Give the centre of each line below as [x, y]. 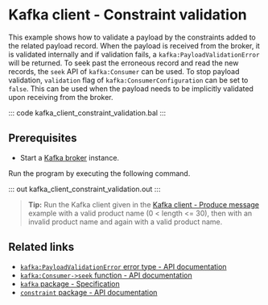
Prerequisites [43, 138]
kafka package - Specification [70, 283]
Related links [41, 247]
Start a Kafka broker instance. [69, 157]
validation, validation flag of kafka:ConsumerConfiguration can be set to [128, 80]
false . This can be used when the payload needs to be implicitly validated [131, 88]
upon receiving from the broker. [61, 97]
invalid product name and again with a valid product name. [125, 221]
